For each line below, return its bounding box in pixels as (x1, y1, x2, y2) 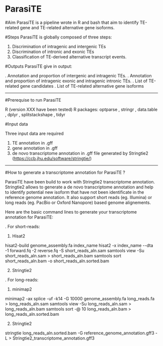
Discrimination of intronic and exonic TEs (12, 49, 95, 55)
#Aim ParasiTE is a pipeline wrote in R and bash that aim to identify (5, 19, 139, 25)
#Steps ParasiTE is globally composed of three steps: (5, 34, 113, 40)
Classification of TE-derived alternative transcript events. (12, 54, 127, 59)
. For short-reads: (5, 223, 40, 229)
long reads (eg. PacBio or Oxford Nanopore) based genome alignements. (5, 200, 151, 205)
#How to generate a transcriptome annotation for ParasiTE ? (5, 169, 125, 175)
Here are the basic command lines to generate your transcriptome (5, 209, 137, 215)
